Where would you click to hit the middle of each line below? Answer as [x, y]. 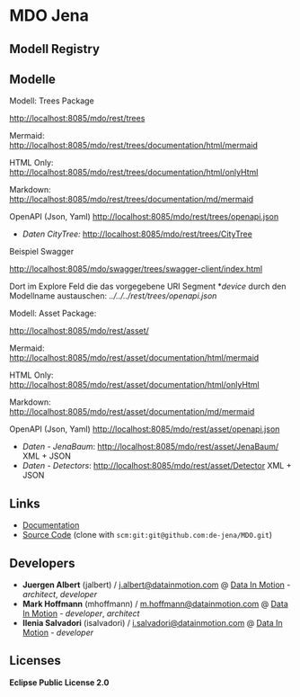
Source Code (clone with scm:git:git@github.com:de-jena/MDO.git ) [147, 535]
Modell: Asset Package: [53, 313]
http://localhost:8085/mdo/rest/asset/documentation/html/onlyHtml [134, 385]
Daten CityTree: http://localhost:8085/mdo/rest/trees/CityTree [137, 234]
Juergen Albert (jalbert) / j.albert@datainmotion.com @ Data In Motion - [156, 585]
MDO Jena [49, 16]
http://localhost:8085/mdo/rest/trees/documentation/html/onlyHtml [134, 173]
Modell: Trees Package [52, 101]
